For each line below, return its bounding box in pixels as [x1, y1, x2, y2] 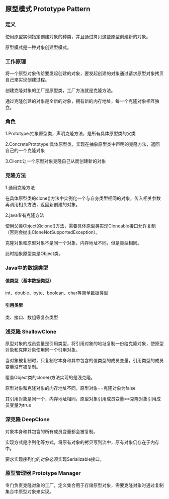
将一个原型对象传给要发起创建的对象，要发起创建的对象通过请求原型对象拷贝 [5, 70, 164, 76]
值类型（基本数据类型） [5, 278, 54, 284]
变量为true [9, 402, 32, 408]
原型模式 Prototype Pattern [5, 5, 91, 14]
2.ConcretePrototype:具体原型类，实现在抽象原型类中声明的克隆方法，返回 [5, 141, 160, 147]
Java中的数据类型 [5, 264, 49, 271]
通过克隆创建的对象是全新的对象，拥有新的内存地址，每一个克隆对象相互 [5, 98, 155, 104]
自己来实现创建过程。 [5, 76, 49, 82]
